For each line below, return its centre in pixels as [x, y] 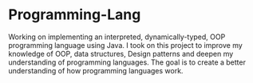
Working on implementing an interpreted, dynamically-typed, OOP [117, 37]
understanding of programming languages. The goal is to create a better [127, 62]
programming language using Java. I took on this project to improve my [126, 45]
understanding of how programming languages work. [96, 70]
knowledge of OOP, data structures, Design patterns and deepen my [121, 53]
